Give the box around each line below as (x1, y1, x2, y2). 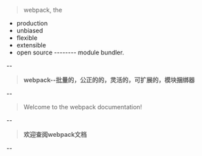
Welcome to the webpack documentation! (23, 103, 143, 111)
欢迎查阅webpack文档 (23, 131, 88, 138)
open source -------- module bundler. (16, 48, 125, 56)
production (16, 19, 48, 27)
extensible (16, 41, 46, 49)
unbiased (16, 27, 43, 34)
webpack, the (23, 6, 63, 14)
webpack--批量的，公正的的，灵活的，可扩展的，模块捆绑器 (23, 76, 195, 84)
